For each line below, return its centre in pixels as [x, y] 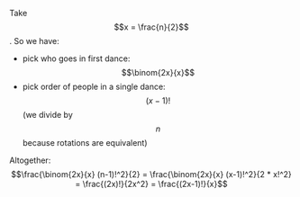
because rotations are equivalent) [85, 143]
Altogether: [30, 160]
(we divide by [48, 115]
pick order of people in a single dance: [94, 86]
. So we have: [35, 41]
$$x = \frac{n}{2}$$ [151, 27]
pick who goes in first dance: [76, 58]
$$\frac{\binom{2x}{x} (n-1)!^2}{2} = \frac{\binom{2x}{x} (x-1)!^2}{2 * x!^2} [151, 174]
